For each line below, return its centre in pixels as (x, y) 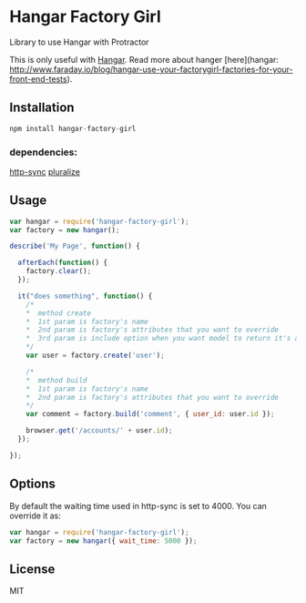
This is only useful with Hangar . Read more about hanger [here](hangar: (144, 59)
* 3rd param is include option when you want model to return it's (158, 339)
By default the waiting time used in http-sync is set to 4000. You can (138, 506)
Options (33, 484)
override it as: (36, 516)
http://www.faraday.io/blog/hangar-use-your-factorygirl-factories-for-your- (151, 69)
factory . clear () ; (59, 271)
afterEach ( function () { (62, 263)
